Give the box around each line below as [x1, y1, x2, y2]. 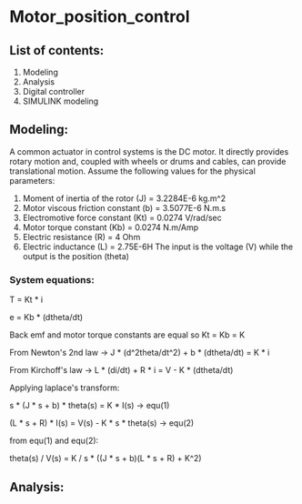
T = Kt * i [9, 294, 44, 306]
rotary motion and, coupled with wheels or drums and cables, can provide [9, 156, 287, 166]
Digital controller [22, 86, 85, 96]
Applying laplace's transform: [9, 382, 120, 393]
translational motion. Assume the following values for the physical [9, 166, 257, 176]
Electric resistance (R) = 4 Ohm [22, 231, 141, 242]
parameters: [9, 175, 55, 186]
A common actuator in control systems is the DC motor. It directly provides [9, 146, 289, 156]
